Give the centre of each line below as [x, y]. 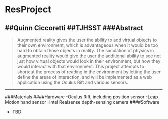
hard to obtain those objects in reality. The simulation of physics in [86, 50]
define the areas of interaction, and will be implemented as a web [85, 77]
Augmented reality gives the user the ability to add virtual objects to [87, 40]
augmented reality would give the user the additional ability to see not [89, 56]
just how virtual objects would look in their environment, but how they [89, 61]
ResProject [28, 9]
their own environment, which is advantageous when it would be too [88, 45]
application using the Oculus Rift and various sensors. [73, 82]
